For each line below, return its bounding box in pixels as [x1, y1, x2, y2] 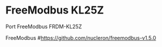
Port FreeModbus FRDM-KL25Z [5, 23, 82, 30]
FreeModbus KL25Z [5, 4, 104, 17]
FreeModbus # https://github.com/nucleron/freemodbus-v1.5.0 [5, 34, 156, 41]
